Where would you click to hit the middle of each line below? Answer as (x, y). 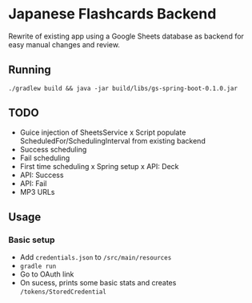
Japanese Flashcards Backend (112, 14)
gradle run (38, 267)
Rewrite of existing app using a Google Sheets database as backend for (126, 36)
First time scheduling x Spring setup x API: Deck (99, 166)
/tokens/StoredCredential (63, 292)
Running (30, 70)
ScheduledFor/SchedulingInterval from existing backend (112, 140)
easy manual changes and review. (64, 44)
